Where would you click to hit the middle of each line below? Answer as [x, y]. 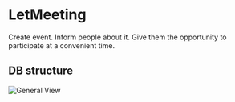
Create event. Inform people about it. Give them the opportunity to [118, 37]
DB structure [41, 71]
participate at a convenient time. [61, 45]
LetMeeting [47, 15]
